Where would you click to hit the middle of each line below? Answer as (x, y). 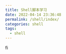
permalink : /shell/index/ (32, 19)
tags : (11, 29)
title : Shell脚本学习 (26, 10)
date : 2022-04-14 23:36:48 (33, 15)
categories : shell (24, 24)
